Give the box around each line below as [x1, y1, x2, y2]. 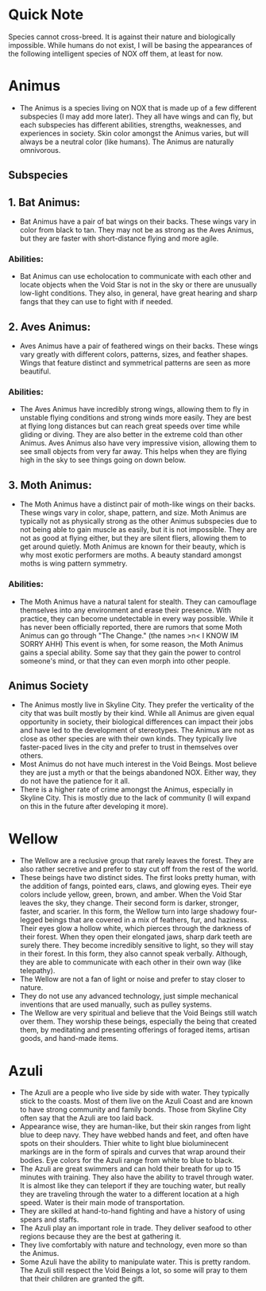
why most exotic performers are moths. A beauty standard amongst [19, 550, 242, 560]
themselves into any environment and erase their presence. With [19, 605, 232, 615]
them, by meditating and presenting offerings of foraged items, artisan [19, 1025, 250, 1035]
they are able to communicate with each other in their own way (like [19, 957, 242, 967]
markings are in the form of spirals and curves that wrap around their [19, 1147, 246, 1156]
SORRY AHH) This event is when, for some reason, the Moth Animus [19, 639, 244, 648]
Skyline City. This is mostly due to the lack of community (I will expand [19, 793, 251, 803]
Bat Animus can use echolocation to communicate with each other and [19, 272, 252, 281]
